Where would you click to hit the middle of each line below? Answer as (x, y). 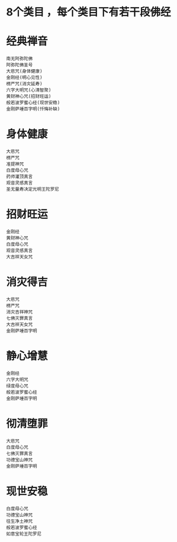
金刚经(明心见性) (24, 78)
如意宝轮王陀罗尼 (24, 534)
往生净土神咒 (20, 521)
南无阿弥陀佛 (20, 59)
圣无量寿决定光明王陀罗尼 (33, 189)
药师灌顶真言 (20, 177)
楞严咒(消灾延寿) (24, 84)
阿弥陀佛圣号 (20, 65)
